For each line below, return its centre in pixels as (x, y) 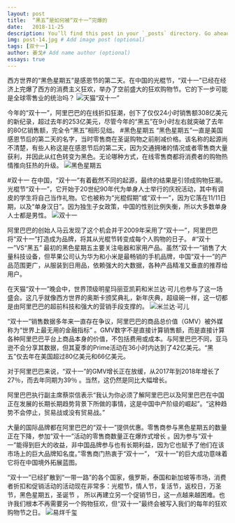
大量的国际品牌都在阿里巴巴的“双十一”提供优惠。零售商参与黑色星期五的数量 (117, 427)
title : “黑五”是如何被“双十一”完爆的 (57, 20)
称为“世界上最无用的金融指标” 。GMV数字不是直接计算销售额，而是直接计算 (116, 330)
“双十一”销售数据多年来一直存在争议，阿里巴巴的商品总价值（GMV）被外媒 (115, 321)
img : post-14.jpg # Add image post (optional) (76, 40)
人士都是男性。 (29, 215)
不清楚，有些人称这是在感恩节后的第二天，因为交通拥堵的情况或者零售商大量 (117, 147)
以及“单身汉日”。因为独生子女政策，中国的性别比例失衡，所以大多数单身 (123, 206)
